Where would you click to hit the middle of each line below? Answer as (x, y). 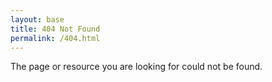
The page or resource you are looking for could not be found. (136, 67)
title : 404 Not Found (55, 29)
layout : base (37, 19)
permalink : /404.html (55, 38)
